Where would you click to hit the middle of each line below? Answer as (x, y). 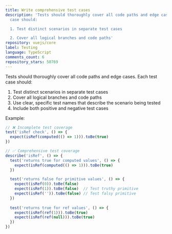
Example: (15, 118)
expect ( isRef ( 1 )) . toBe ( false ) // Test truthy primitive (77, 189)
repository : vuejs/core (31, 43)
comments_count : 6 (25, 57)
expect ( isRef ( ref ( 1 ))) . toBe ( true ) (51, 212)
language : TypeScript (28, 52)
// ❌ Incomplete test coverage (39, 127)
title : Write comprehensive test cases (48, 10)
